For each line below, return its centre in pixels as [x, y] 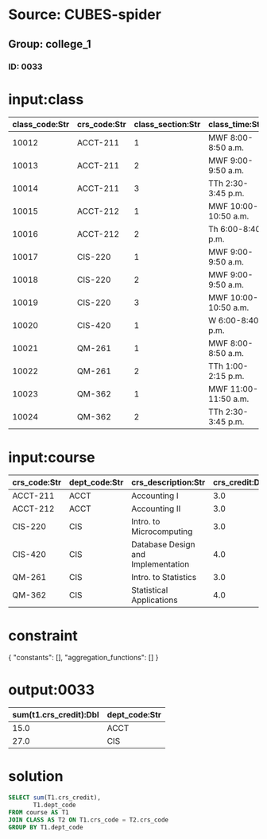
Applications [154, 600]
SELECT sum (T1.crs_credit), [55, 798]
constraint [43, 635]
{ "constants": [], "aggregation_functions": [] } [83, 658]
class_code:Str [41, 125]
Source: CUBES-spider [85, 15]
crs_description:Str [168, 482]
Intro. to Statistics [164, 578]
